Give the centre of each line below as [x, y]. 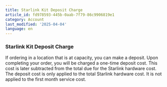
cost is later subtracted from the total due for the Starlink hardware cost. [81, 69]
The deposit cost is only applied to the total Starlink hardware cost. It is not [83, 74]
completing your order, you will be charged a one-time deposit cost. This [81, 63]
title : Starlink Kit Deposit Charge [44, 10]
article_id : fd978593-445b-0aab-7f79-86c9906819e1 [60, 15]
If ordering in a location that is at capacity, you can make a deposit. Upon [82, 58]
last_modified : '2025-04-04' [36, 24]
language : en [19, 29]
